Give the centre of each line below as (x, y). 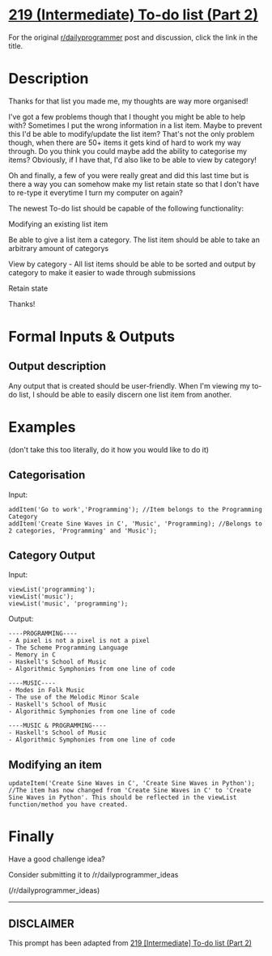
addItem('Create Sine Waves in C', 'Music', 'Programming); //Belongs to (136, 524)
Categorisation (47, 475)
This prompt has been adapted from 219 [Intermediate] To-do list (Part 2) (130, 943)
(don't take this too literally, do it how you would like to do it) (108, 449)
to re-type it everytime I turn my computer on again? (96, 193)
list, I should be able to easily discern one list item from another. (125, 394)
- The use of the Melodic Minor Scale (74, 698)
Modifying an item (55, 765)
